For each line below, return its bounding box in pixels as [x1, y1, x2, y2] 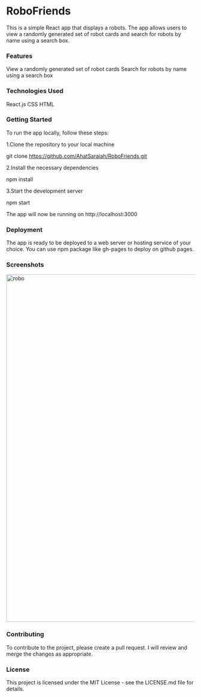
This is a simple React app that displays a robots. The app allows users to [6, 24, 187, 31]
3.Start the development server [6, 187, 83, 195]
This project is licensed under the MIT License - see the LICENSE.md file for [6, 679, 194, 686]
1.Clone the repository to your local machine [6, 140, 115, 148]
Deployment [6, 225, 43, 234]
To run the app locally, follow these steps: [6, 129, 109, 136]
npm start [6, 199, 31, 206]
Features [6, 52, 33, 60]
